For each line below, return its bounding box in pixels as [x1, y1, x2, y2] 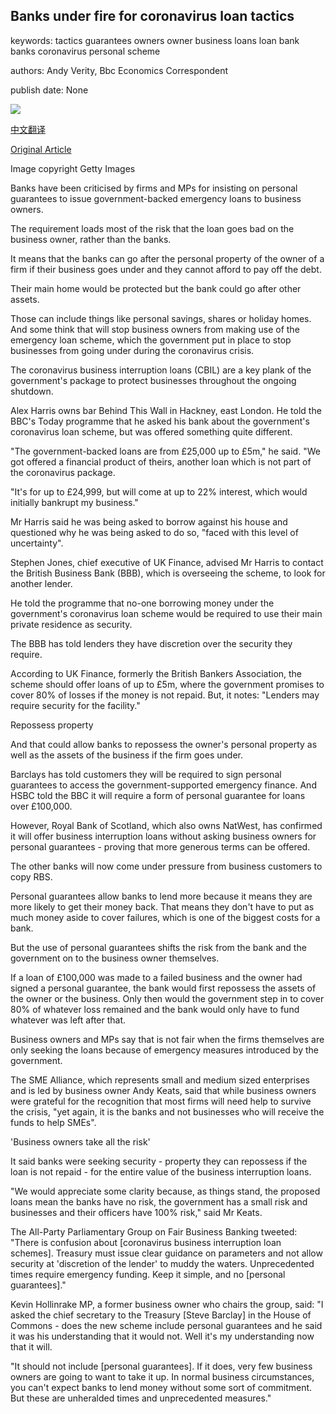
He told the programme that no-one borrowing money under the [10, 597, 275, 609]
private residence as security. [10, 618, 133, 630]
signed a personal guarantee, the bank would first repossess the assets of [10, 982, 317, 994]
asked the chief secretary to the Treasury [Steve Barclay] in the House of [10, 1309, 312, 1321]
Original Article [10, 143, 72, 155]
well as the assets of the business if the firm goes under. [10, 749, 243, 761]
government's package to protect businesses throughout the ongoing [10, 374, 297, 386]
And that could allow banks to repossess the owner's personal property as [10, 738, 318, 750]
